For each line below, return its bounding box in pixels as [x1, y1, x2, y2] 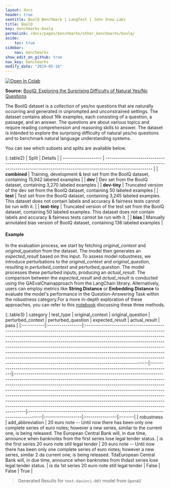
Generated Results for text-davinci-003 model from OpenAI [17, 478, 142, 484]
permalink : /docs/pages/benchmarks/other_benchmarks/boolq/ [5, 31, 135, 36]
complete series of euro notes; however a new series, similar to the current [5, 425, 162, 431]
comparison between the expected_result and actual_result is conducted [5, 275, 158, 281]
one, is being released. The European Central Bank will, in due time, [5, 430, 147, 436]
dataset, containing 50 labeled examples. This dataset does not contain [5, 209, 155, 215]
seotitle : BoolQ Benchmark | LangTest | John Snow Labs [5, 17, 126, 22]
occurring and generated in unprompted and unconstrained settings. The [5, 109, 158, 115]
